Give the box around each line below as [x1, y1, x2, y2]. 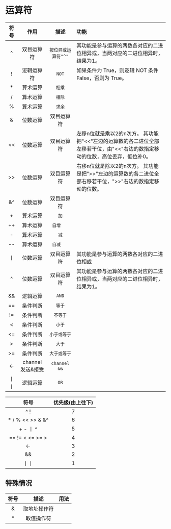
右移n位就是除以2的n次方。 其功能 [76, 162, 159, 169]
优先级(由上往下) [53, 399, 93, 406]
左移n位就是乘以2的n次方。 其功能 [76, 130, 159, 137]
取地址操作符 [23, 505, 54, 512]
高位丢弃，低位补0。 [101, 153, 152, 160]
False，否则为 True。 [76, 74, 127, 82]
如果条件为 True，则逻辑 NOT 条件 [76, 67, 159, 74]
